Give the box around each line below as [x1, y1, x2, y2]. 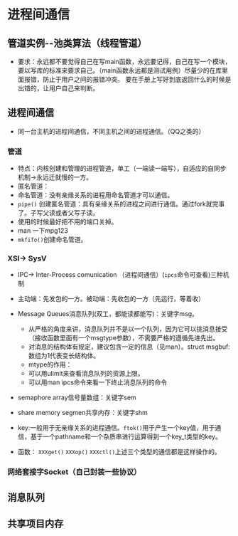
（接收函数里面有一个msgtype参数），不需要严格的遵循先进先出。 [28, 334, 220, 342]
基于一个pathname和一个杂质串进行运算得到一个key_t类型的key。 [30, 432, 222, 441]
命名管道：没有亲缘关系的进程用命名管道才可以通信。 [17, 191, 174, 199]
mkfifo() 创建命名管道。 [17, 236, 87, 244]
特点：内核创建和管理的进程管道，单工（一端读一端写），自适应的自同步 [17, 164, 227, 173]
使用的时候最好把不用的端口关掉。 [17, 218, 118, 226]
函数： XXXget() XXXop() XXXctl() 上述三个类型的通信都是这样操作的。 [17, 448, 222, 456]
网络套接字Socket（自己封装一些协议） [7, 467, 141, 477]
